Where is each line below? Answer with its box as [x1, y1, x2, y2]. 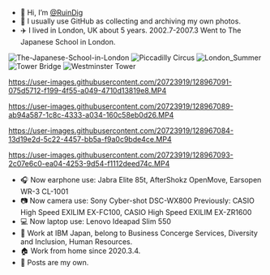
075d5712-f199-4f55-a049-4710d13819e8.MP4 [8, 86, 167, 95]
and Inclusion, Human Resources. [19, 237, 133, 247]
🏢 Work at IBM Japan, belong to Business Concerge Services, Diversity [19, 228, 258, 238]
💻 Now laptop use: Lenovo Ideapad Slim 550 [19, 217, 172, 226]
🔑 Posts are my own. [19, 258, 89, 267]
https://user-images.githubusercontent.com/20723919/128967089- [8, 101, 234, 111]
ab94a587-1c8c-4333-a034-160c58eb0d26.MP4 [8, 110, 174, 119]
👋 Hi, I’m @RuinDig [19, 8, 84, 17]
